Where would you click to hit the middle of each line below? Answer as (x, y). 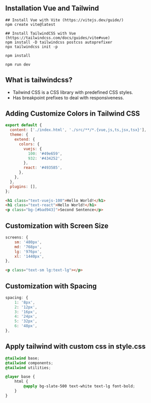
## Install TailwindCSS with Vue (41, 33)
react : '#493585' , (43, 168)
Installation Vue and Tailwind (52, 8)
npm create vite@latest (31, 24)
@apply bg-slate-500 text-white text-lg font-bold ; (80, 386)
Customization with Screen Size (57, 226)
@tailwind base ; (22, 358)
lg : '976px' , (28, 251)
